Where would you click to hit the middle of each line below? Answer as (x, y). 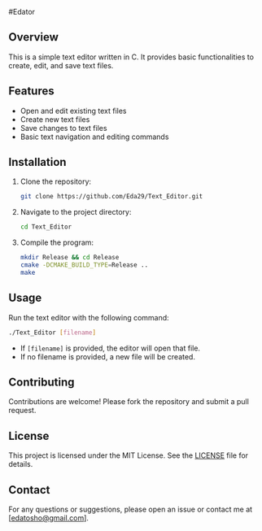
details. (21, 464)
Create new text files (55, 119)
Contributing (41, 382)
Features (31, 91)
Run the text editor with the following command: (89, 317)
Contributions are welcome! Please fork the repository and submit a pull (129, 402)
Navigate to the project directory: (76, 212)
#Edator (22, 12)
